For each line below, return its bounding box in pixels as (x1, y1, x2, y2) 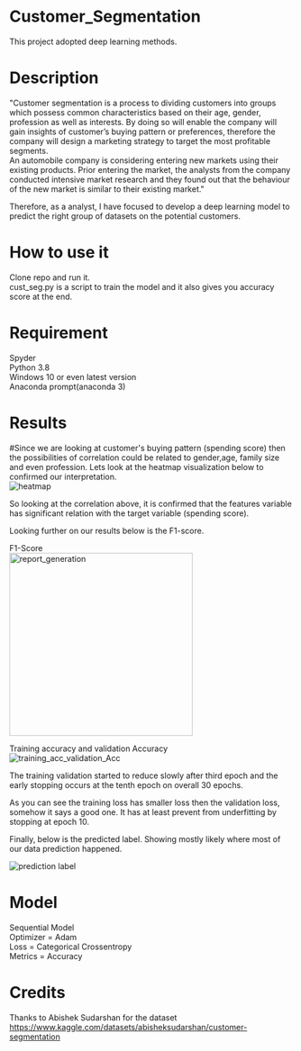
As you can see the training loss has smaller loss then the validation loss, (9, 797, 280, 808)
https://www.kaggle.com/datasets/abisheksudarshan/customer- (9, 1021, 248, 1032)
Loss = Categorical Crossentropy (9, 941, 132, 952)
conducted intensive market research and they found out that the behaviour (9, 174, 290, 185)
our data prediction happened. (9, 843, 123, 854)
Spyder (9, 352, 36, 363)
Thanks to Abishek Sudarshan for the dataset (9, 1011, 178, 1023)
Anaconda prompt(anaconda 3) (9, 381, 126, 392)
